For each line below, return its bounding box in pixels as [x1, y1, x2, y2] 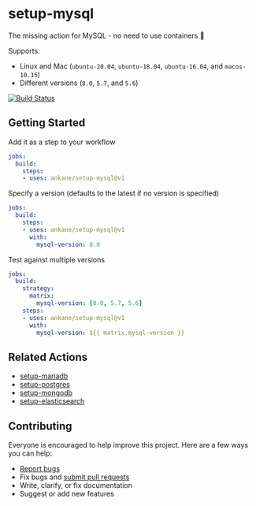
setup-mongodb [19, 388, 73, 398]
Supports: [8, 46, 41, 55]
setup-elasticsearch [19, 396, 85, 406]
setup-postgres [19, 380, 71, 389]
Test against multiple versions [8, 255, 105, 264]
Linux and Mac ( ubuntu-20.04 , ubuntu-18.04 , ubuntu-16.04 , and [19, 61, 223, 71]
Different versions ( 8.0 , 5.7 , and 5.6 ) [19, 78, 139, 87]
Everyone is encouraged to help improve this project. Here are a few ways [8, 441, 249, 449]
